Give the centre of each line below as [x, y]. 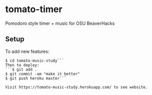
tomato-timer [34, 9]
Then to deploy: [22, 65]
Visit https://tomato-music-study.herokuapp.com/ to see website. [77, 87]
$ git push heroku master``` [36, 78]
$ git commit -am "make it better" [43, 74]
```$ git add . [21, 69]
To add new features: [27, 51]
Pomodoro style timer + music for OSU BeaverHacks [60, 23]
